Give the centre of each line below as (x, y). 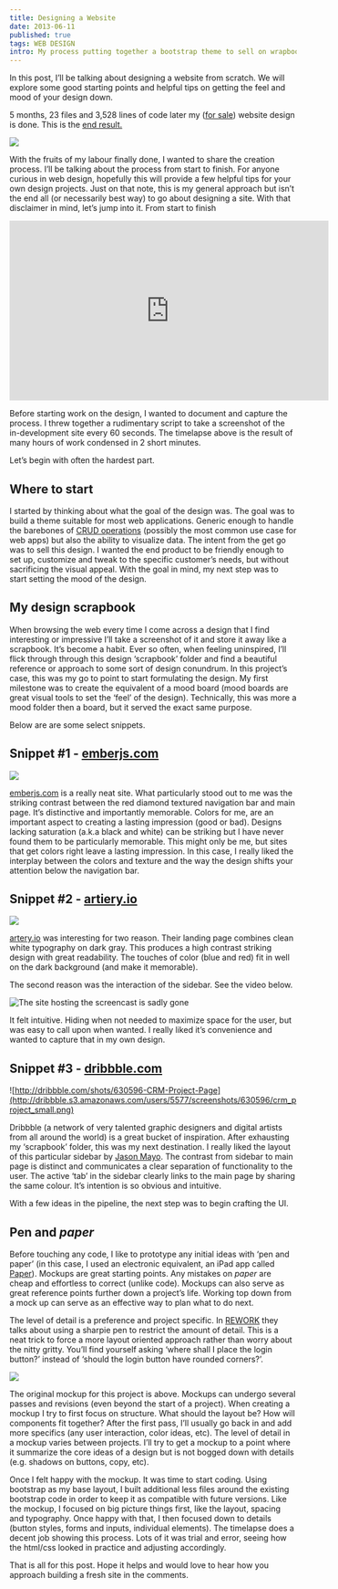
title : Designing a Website (63, 18)
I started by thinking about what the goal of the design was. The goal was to (152, 510)
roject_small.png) (42, 1110)
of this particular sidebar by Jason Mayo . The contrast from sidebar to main (151, 1157)
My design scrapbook (72, 608)
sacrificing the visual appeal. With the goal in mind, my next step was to (144, 569)
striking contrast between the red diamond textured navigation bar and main (153, 802)
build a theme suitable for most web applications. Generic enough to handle (152, 521)
